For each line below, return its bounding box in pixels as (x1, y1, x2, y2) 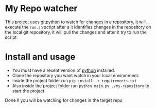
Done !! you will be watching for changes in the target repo (5, 97, 122, 103)
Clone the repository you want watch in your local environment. (12, 72, 139, 78)
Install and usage (5, 51, 76, 62)
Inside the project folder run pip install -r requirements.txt (12, 77, 137, 83)
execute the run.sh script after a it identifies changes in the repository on (5, 24, 152, 30)
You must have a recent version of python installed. (12, 67, 115, 73)
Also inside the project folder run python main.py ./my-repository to (12, 83, 150, 89)
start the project (12, 88, 45, 93)
